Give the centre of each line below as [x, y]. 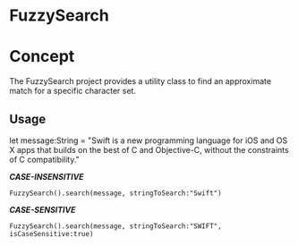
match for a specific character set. [73, 91]
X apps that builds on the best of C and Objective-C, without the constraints [149, 149]
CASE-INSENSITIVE [47, 176]
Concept [42, 57]
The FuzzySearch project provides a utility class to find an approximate [140, 81]
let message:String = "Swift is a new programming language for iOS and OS [149, 140]
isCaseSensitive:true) [51, 233]
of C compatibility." [45, 159]
